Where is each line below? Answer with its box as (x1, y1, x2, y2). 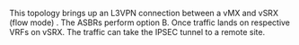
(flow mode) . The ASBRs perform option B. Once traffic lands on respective (9, 17, 290, 28)
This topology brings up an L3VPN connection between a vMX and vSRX (9, 8, 278, 18)
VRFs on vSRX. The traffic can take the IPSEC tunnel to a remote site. (9, 27, 266, 37)
